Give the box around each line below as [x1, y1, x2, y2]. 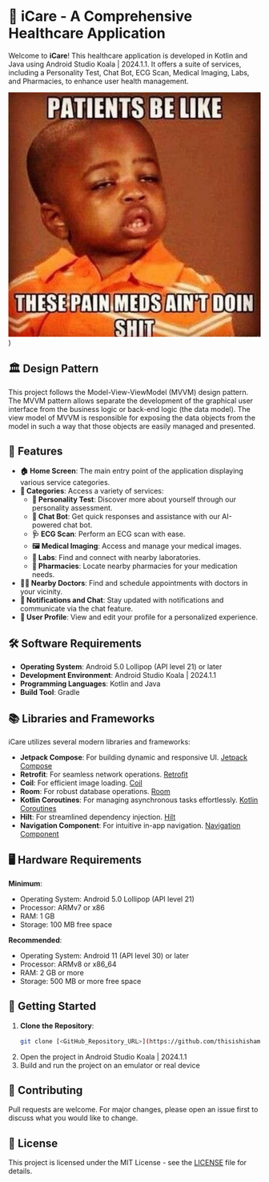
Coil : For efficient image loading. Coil [19, 778, 143, 788]
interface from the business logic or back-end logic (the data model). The [8, 404, 251, 413]
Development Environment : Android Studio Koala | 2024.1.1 [19, 671, 217, 680]
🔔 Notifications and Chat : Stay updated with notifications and [19, 595, 224, 605]
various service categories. [19, 478, 110, 487]
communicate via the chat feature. [19, 604, 134, 614]
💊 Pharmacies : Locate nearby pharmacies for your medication [31, 561, 238, 571]
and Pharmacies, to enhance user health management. [8, 76, 190, 86]
